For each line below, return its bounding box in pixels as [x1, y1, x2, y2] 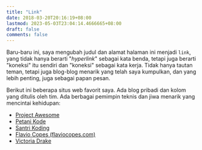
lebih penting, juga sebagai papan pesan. [6, 75, 111, 82]
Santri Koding [15, 124, 50, 132]
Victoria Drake [15, 137, 52, 144]
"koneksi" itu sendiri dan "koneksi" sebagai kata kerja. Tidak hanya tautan [6, 62, 193, 69]
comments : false [6, 32, 48, 38]
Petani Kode [15, 118, 46, 126]
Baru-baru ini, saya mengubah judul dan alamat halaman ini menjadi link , [6, 48, 192, 56]
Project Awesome [15, 111, 60, 119]
